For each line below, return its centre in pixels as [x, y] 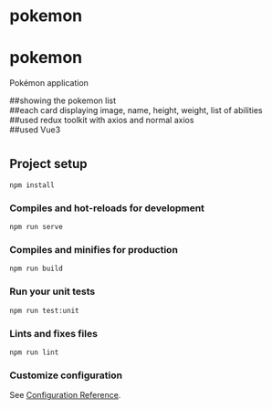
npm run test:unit [44, 310]
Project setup [49, 164]
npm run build [37, 269]
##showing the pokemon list [63, 100]
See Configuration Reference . [65, 395]
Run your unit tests [52, 291]
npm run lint [34, 352]
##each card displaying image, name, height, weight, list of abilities [136, 110]
